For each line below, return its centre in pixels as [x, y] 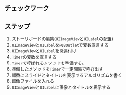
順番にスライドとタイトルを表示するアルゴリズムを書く [67, 75]
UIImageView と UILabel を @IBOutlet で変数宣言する [60, 45]
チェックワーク [27, 8]
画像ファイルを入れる [33, 81]
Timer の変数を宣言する [34, 57]
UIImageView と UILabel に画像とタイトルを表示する [61, 87]
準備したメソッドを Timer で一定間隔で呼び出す [57, 69]
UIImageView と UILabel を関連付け [44, 51]
